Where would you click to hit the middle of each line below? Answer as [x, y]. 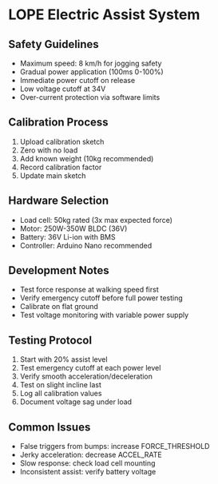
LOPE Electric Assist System [104, 15]
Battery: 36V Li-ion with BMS [67, 236]
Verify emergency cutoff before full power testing [101, 298]
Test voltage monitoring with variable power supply [104, 315]
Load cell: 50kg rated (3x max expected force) [96, 220]
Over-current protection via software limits [90, 97]
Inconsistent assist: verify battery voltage [88, 472]
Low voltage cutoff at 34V [63, 89]
